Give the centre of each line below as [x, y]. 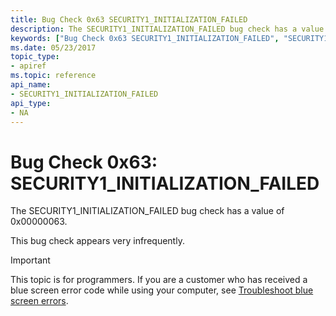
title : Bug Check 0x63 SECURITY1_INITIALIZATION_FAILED [129, 19]
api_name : [31, 85]
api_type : [31, 103]
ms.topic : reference [53, 76]
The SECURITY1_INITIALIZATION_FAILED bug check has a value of [147, 211]
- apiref [28, 66]
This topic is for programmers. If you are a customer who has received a [159, 280]
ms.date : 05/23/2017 [53, 47]
